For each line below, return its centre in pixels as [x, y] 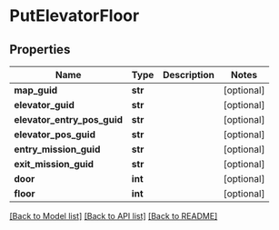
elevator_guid [44, 105]
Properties [40, 50]
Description [189, 75]
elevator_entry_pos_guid [69, 120]
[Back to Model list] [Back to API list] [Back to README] [114, 216]
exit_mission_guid [54, 164]
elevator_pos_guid [55, 135]
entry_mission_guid [57, 149]
